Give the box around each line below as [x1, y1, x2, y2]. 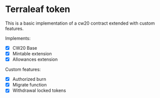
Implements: [5, 35, 31, 41]
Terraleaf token [5, 4, 70, 15]
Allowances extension [12, 56, 58, 62]
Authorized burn [12, 76, 46, 82]
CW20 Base [12, 45, 37, 51]
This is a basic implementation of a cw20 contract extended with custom [5, 20, 155, 26]
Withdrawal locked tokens [12, 87, 66, 93]
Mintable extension [12, 51, 52, 56]
